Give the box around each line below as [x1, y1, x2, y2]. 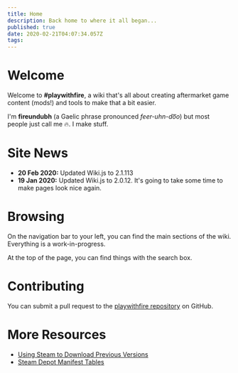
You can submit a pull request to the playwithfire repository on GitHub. [7, 301, 214, 310]
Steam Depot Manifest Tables [17, 357, 104, 366]
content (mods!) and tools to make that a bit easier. [7, 99, 156, 107]
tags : [7, 37, 23, 44]
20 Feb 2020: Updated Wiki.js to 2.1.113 [17, 168, 134, 177]
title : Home [7, 10, 43, 18]
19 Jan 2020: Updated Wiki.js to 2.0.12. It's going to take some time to [17, 176, 224, 185]
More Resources [7, 327, 107, 343]
